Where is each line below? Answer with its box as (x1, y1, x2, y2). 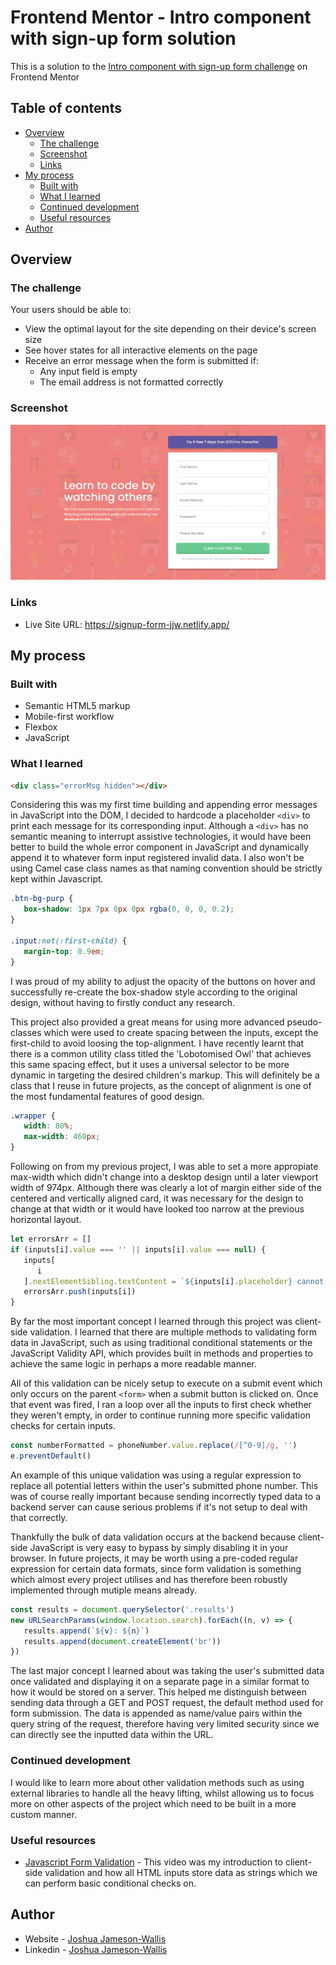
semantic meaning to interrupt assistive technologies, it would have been (10, 831, 312, 843)
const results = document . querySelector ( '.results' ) (10, 1604, 235, 1615)
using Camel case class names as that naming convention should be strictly (10, 862, 323, 875)
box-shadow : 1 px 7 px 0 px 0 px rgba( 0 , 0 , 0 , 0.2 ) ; (23, 904, 235, 915)
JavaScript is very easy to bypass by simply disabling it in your (29, 1541, 289, 1553)
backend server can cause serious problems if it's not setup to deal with (10, 1501, 308, 1513)
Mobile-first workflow (24, 711, 115, 723)
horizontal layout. (10, 1214, 82, 1226)
